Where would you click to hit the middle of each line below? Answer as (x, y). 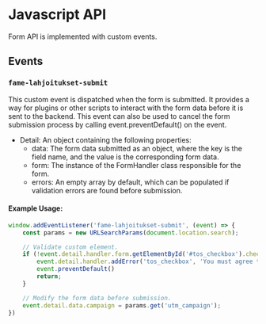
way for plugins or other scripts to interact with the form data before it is (126, 108)
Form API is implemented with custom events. (83, 36)
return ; (49, 276)
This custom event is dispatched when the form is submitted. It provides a (129, 99)
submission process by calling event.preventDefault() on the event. (118, 124)
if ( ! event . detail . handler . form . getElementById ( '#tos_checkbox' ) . (134, 254)
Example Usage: (36, 208)
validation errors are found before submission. (107, 190)
